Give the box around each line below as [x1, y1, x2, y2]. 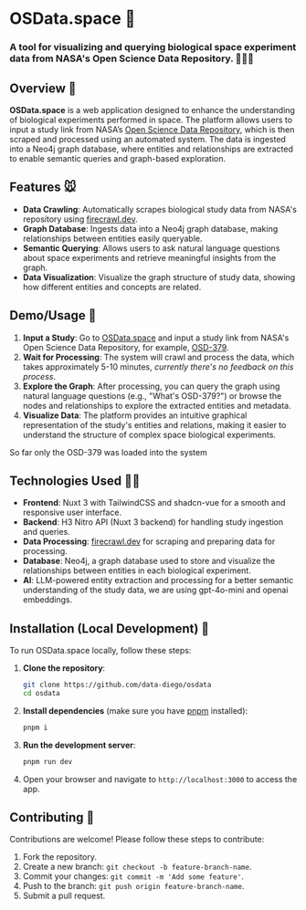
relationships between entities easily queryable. [22, 233, 203, 244]
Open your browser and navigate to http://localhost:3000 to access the [22, 773, 298, 784]
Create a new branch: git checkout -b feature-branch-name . [22, 862, 252, 873]
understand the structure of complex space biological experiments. [22, 429, 277, 440]
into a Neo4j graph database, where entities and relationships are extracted [9, 143, 294, 154]
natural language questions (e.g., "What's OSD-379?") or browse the [22, 390, 282, 401]
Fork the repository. [22, 852, 98, 863]
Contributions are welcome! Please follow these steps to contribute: [9, 834, 265, 845]
